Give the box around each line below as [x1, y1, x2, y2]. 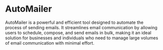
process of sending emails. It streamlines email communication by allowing [5, 24, 158, 30]
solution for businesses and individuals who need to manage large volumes [5, 35, 159, 41]
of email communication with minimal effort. [5, 40, 95, 46]
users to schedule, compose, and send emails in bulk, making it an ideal [5, 30, 152, 35]
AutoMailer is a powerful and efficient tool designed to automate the [5, 19, 144, 25]
